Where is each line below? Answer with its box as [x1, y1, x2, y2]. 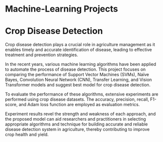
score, [5, 102, 18, 108]
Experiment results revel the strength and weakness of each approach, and [5, 111, 156, 117]
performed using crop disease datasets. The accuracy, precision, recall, [5, 96, 149, 102]
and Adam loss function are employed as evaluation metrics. [18, 102, 140, 108]
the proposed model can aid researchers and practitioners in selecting [5, 116, 146, 122]
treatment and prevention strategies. [5, 52, 78, 58]
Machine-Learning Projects [5, 3, 118, 15]
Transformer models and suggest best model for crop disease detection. [5, 82, 151, 88]
